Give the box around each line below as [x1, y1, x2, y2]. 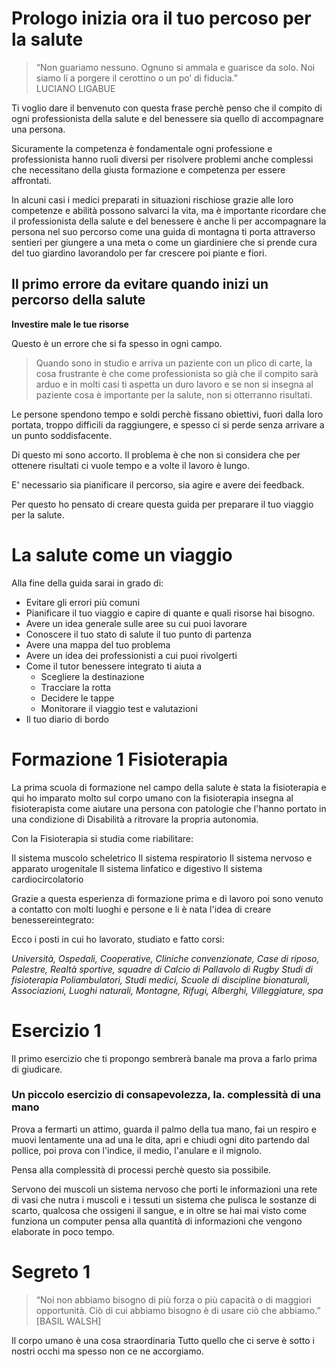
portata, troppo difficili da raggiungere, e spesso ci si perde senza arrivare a [11, 418, 325, 431]
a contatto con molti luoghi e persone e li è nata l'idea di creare [11, 903, 272, 915]
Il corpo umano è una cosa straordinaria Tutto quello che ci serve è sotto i [11, 1334, 315, 1346]
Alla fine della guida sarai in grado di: [11, 577, 164, 589]
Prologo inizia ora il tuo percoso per [11, 7, 312, 30]
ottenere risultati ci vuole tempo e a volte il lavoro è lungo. [11, 459, 250, 471]
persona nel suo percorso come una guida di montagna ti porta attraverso [11, 225, 316, 237]
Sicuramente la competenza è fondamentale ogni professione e [11, 142, 273, 154]
